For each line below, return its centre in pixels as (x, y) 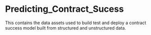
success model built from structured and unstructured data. (66, 28)
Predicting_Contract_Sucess (64, 9)
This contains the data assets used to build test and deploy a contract (76, 23)
